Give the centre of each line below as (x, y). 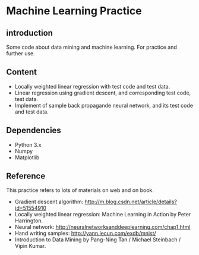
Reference (26, 176)
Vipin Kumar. (30, 246)
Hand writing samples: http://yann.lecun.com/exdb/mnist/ (85, 234)
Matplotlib (27, 157)
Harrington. (29, 221)
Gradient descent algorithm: (49, 202)
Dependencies (34, 130)
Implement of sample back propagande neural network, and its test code (104, 105)
